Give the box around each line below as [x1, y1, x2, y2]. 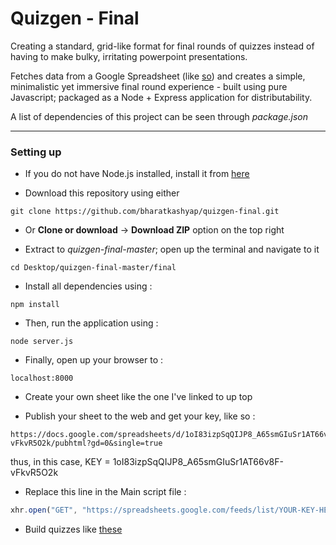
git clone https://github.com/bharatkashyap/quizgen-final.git [10, 207, 280, 217]
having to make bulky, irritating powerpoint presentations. [10, 50, 248, 62]
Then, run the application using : [24, 317, 159, 329]
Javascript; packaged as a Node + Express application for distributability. [10, 91, 313, 103]
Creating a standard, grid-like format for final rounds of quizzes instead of [10, 40, 315, 52]
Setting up [10, 145, 62, 159]
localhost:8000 [10, 373, 74, 384]
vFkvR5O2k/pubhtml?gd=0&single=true [10, 438, 163, 449]
